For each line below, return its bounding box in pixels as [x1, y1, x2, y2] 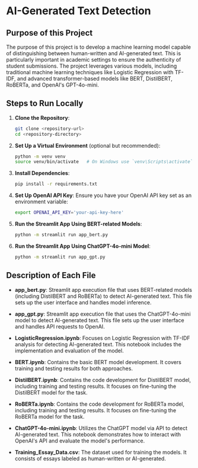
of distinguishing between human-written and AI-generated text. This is [6, 50, 181, 57]
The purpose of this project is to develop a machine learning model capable [6, 43, 191, 50]
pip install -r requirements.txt [14, 181, 98, 187]
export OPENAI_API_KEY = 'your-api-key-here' [14, 209, 124, 216]
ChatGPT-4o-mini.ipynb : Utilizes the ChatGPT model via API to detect [14, 424, 188, 431]
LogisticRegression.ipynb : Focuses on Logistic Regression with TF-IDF [14, 334, 191, 342]
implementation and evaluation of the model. [14, 347, 124, 354]
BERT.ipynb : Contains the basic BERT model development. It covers [14, 358, 182, 365]
